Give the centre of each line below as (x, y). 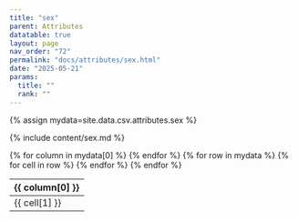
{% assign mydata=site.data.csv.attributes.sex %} (103, 120)
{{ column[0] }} (47, 187)
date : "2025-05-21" (46, 69)
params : (24, 77)
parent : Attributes (46, 26)
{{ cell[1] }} (38, 203)
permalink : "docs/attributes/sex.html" (85, 60)
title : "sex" (34, 18)
